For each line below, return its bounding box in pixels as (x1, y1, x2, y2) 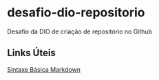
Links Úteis (7, 47, 56, 59)
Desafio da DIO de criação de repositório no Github (7, 27, 153, 36)
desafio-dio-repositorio (7, 5, 145, 21)
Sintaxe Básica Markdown (7, 65, 81, 73)
